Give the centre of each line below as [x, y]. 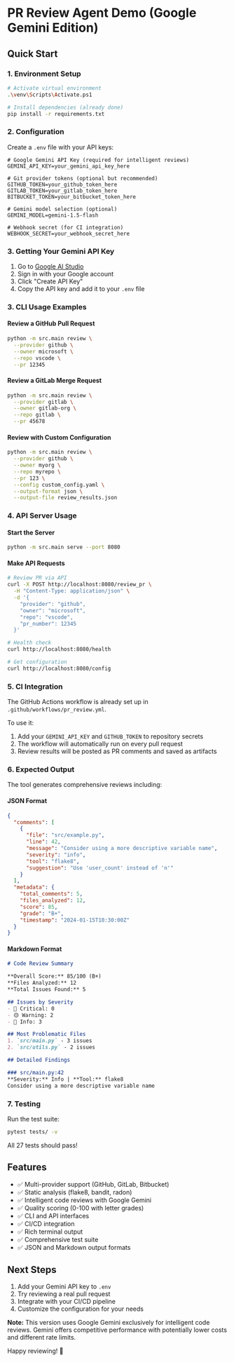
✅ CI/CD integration [46, 1223]
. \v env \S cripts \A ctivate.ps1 [50, 95]
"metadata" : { [34, 888]
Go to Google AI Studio [50, 266]
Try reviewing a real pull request [64, 1294]
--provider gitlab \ [43, 402]
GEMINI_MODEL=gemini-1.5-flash [53, 215]
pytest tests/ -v [33, 1132]
